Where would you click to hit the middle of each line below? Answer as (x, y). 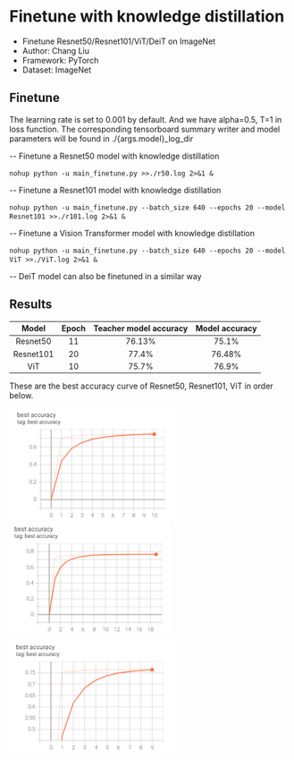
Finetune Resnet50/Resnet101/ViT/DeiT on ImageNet (119, 41)
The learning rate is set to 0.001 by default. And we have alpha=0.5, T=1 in (146, 119)
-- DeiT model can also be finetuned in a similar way (106, 276)
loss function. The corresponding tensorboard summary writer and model (145, 129)
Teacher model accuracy (141, 329)
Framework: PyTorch (60, 60)
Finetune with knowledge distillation (147, 17)
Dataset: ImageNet (57, 70)
